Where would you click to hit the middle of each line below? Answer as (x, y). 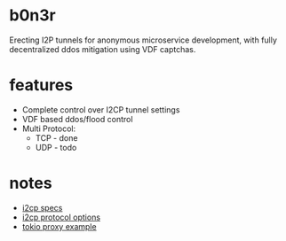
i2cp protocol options (61, 217)
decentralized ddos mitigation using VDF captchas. (103, 49)
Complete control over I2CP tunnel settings (101, 109)
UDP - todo (56, 147)
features (41, 86)
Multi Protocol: (49, 128)
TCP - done (56, 137)
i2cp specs (42, 207)
